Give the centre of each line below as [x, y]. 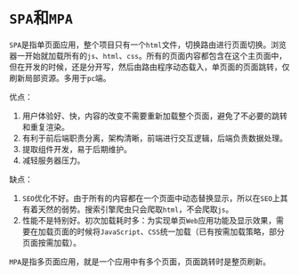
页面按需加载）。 [52, 242]
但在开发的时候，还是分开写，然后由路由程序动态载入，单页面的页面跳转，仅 [149, 67]
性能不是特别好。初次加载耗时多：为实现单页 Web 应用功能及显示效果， [149, 220]
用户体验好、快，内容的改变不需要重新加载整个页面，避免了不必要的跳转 [154, 116]
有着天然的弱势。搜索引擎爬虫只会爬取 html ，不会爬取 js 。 [128, 209]
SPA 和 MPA [41, 18]
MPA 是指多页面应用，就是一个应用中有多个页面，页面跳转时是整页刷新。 [140, 261]
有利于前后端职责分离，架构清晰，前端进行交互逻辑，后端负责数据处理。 [154, 138]
